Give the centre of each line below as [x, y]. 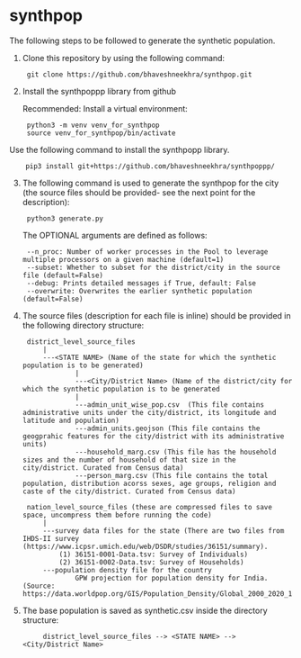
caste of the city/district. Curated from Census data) [129, 491]
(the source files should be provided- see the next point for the [139, 192]
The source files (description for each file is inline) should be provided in [156, 315]
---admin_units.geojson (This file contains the [168, 428]
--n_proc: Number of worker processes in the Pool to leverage [147, 252]
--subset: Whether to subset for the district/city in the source [153, 267]
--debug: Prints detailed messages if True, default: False [142, 283]
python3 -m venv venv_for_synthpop [93, 125]
